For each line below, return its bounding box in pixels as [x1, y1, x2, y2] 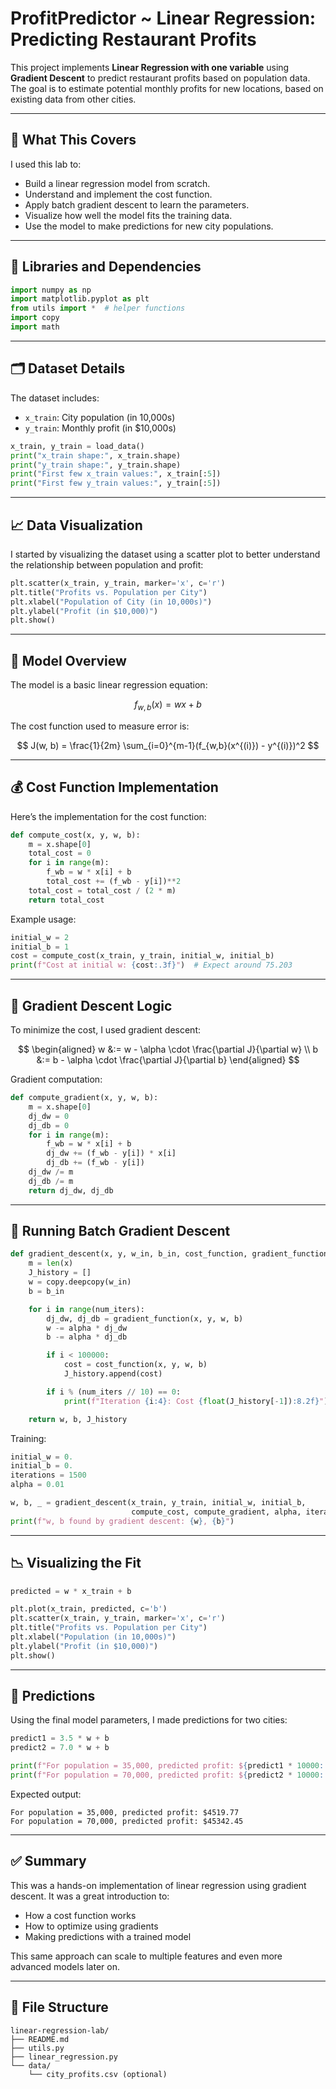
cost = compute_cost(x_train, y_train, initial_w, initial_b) [10, 951, 275, 961]
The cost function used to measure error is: [10, 720, 190, 732]
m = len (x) [28, 1258, 74, 1269]
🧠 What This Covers [10, 132, 137, 149]
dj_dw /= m [28, 1167, 74, 1177]
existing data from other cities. [10, 93, 137, 105]
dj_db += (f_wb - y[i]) [46, 1158, 145, 1168]
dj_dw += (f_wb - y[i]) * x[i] [46, 1148, 177, 1159]
